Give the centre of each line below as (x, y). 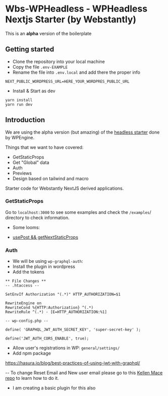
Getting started (30, 49)
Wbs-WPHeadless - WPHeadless (76, 9)
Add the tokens (28, 272)
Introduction (25, 120)
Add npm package (32, 353)
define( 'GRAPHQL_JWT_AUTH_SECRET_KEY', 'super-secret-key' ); (73, 330)
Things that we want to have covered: (44, 147)
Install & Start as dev (34, 91)
